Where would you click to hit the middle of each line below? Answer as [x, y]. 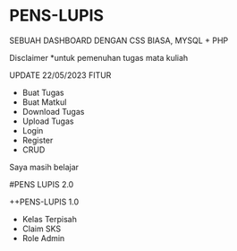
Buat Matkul [44, 102]
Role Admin [43, 238]
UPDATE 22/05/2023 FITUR [60, 75]
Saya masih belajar [44, 167]
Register [38, 140]
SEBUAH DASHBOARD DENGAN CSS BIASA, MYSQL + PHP [119, 40]
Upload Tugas [48, 121]
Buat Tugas [43, 92]
